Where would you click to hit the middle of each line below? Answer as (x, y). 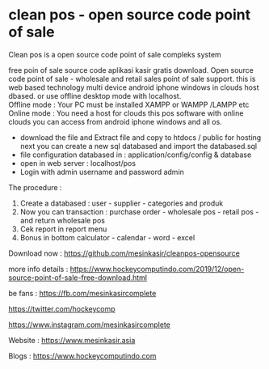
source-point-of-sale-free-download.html (78, 278)
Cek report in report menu (63, 229)
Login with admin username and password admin (102, 172)
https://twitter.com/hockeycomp (62, 308)
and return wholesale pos (62, 220)
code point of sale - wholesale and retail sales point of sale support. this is (132, 78)
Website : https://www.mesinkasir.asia (72, 340)
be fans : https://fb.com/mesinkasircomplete (82, 293)
